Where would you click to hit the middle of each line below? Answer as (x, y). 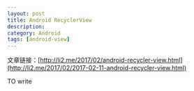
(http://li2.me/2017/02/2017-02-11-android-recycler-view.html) (97, 68)
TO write (20, 81)
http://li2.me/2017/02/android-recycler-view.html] (111, 60)
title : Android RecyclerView (50, 20)
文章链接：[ (24, 60)
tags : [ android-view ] (39, 40)
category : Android (34, 33)
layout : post (26, 14)
